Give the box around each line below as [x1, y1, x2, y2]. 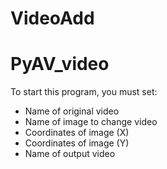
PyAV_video [10, 53, 110, 76]
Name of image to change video [24, 116, 158, 128]
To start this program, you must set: [10, 86, 158, 98]
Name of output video [24, 148, 116, 160]
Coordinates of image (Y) [24, 137, 130, 149]
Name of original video [24, 105, 120, 117]
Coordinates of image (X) [24, 127, 130, 139]
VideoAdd [10, 7, 95, 30]
